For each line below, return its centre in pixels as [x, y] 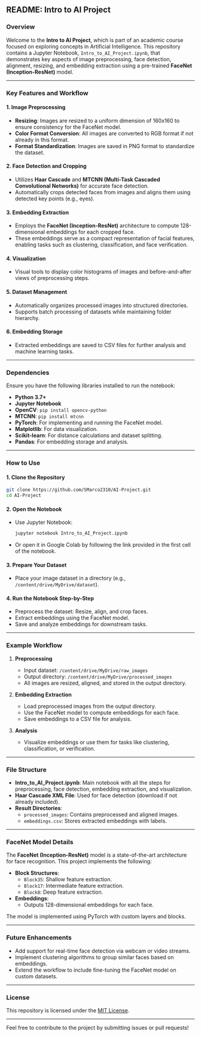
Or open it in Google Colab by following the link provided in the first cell [103, 545]
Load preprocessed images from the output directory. [90, 706]
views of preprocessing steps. [52, 278]
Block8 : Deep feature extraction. [63, 892]
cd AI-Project [24, 496]
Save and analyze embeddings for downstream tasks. [81, 624]
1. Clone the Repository [36, 477]
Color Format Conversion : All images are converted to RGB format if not [104, 133]
